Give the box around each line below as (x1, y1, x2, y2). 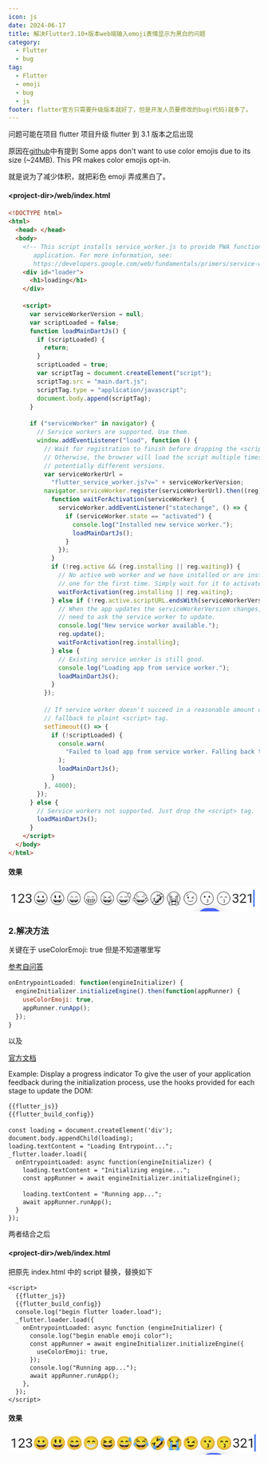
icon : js (8, 13, 37, 21)
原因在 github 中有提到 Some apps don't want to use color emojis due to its (8, 146, 251, 156)
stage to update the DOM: (8, 1086, 93, 1096)
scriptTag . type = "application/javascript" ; (37, 386, 187, 394)
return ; (43, 344, 69, 352)
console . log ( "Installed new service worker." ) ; (72, 520, 234, 528)
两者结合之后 (8, 1229, 50, 1239)
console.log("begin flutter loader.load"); (15, 1307, 162, 1316)
